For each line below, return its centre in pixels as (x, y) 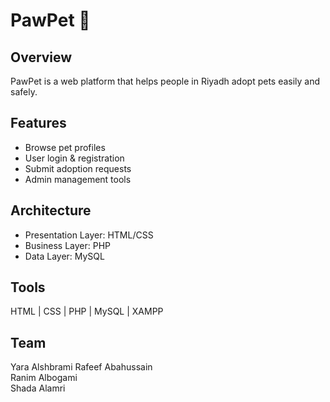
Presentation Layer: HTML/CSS (89, 235)
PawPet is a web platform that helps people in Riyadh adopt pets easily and (165, 81)
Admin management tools (78, 179)
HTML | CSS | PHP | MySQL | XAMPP (87, 311)
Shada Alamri (38, 388)
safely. (24, 92)
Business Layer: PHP (68, 245)
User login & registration (74, 158)
